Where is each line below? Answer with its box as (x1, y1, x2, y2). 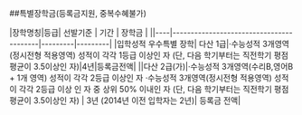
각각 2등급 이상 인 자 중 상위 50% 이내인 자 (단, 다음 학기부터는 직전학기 (18, 84, 273, 94)
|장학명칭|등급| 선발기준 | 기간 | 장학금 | (9, 27, 148, 38)
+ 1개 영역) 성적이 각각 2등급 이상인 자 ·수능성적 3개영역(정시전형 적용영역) (9, 72, 273, 83)
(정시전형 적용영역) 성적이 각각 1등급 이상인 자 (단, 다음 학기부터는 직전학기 (9, 50, 272, 61)
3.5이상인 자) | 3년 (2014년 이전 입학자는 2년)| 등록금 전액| (33, 95, 241, 106)
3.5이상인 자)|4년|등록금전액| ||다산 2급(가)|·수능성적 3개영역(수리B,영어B (33, 62, 294, 72)
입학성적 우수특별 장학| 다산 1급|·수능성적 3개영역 (116, 39, 289, 49)
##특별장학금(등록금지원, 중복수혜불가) (9, 8, 146, 18)
